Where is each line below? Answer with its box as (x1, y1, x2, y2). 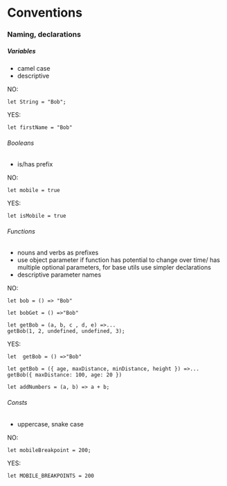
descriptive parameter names (17, 270, 102, 279)
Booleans (7, 139, 35, 147)
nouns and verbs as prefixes (17, 248, 99, 257)
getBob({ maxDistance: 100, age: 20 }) (7, 372, 122, 379)
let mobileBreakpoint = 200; (7, 446, 91, 453)
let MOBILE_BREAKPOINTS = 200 (7, 472, 95, 479)
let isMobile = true (7, 213, 67, 220)
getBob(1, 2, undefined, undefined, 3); (7, 328, 126, 335)
